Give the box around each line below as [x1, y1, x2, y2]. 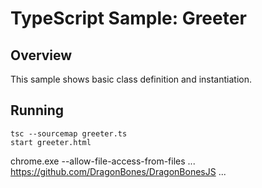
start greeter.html [10, 137, 92, 147]
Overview [10, 47, 73, 64]
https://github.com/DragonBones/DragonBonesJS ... [10, 165, 227, 177]
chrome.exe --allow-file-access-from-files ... [10, 155, 196, 167]
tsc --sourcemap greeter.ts [10, 128, 128, 139]
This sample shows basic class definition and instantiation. [10, 73, 252, 85]
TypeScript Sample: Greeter [10, 7, 247, 30]
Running [10, 102, 65, 119]
